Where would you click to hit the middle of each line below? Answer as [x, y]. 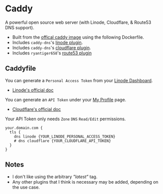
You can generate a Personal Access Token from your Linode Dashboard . [79, 80]
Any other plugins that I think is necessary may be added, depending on [85, 182]
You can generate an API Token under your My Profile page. [66, 99]
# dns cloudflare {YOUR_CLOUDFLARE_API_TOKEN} [63, 141]
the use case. [26, 187]
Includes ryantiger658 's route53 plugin [52, 53]
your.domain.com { [24, 128]
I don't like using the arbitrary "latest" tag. [55, 177]
